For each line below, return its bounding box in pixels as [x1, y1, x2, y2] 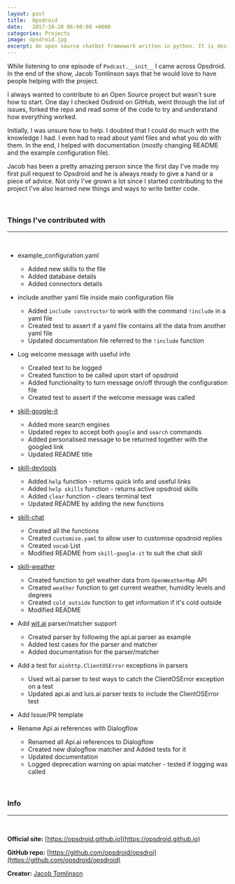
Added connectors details [27, 280, 103, 288]
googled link [27, 443, 64, 451]
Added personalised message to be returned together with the [27, 435, 208, 444]
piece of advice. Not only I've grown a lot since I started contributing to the [7, 177, 224, 185]
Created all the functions [27, 527, 99, 535]
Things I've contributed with [7, 215, 106, 224]
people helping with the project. [7, 77, 99, 85]
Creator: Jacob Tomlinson [7, 869, 83, 878]
